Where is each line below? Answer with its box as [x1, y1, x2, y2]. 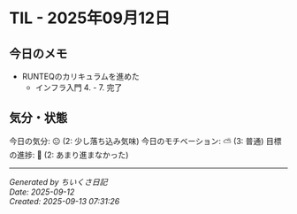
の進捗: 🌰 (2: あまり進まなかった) [9, 149, 129, 160]
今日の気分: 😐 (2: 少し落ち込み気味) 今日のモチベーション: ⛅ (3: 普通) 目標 [9, 135, 282, 146]
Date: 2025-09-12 [9, 187, 75, 197]
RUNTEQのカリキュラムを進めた [21, 72, 140, 81]
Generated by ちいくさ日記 [9, 176, 108, 187]
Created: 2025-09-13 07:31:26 [9, 195, 120, 206]
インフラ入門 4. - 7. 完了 [34, 82, 123, 93]
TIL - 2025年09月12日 [9, 8, 171, 28]
